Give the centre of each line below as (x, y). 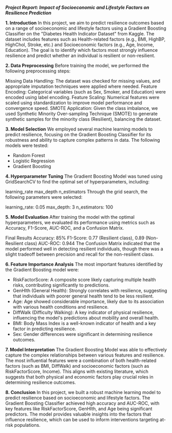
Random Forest (29, 155)
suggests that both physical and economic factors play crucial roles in (80, 377)
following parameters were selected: (44, 197)
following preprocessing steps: (38, 71)
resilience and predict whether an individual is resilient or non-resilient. (80, 55)
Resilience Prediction (28, 13)
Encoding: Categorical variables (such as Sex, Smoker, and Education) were (85, 92)
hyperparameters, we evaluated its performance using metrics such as (80, 222)
